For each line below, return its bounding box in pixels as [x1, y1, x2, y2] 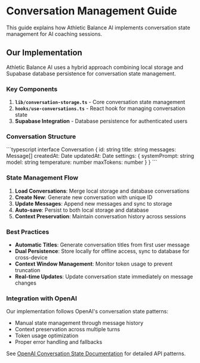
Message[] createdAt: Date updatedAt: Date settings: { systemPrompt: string [6, 152, 195, 160]
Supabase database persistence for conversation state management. [6, 70, 176, 77]
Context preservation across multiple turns [14, 326, 121, 333]
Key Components [6, 85, 58, 93]
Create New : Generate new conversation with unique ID [14, 193, 153, 201]
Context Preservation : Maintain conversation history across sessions [14, 212, 186, 219]
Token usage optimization [14, 332, 79, 339]
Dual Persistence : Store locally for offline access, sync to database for [14, 247, 190, 255]
